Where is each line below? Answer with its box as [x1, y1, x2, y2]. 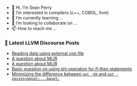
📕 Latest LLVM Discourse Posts [4, 39, 80, 46]
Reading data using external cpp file [11, 51, 84, 56]
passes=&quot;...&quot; [11, 76, 60, 81]
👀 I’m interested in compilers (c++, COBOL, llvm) [11, 10, 109, 16]
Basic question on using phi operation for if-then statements [11, 66, 132, 72]
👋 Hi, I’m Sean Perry [11, 5, 52, 10]
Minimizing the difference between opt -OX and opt [11, 71, 115, 77]
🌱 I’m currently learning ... [11, 15, 64, 20]
